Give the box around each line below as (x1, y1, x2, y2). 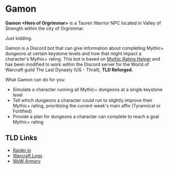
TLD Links (5, 133, 38, 143)
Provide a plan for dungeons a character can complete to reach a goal (12, 113, 159, 120)
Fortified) (12, 108, 32, 114)
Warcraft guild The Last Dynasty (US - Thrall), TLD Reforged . (5, 67, 133, 73)
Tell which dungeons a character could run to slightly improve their (12, 97, 153, 103)
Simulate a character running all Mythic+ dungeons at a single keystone (12, 86, 163, 92)
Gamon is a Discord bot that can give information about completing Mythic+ (5, 45, 164, 51)
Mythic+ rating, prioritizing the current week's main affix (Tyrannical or (12, 102, 161, 108)
